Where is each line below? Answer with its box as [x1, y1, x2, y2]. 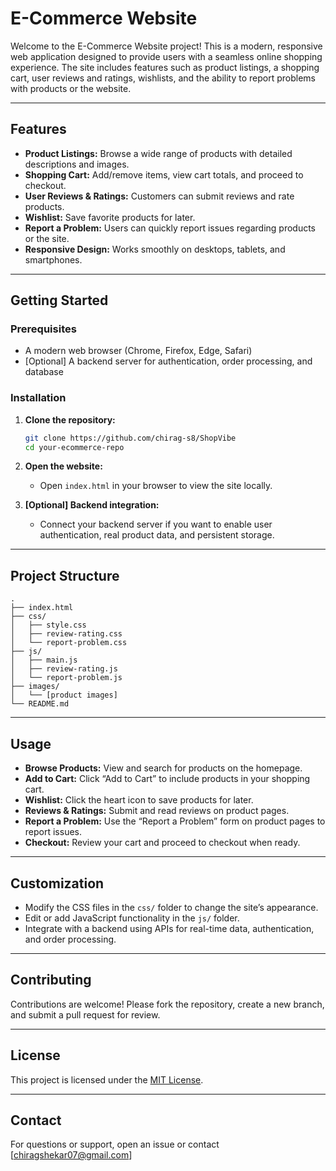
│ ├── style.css [10, 620, 87, 631]
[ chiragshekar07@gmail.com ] [10, 1149, 133, 1161]
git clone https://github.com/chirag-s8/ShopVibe [24, 433, 237, 443]
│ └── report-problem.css [10, 638, 128, 648]
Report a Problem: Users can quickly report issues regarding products [24, 222, 316, 234]
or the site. [24, 232, 70, 244]
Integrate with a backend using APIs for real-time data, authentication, [24, 922, 315, 934]
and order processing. [24, 933, 117, 945]
